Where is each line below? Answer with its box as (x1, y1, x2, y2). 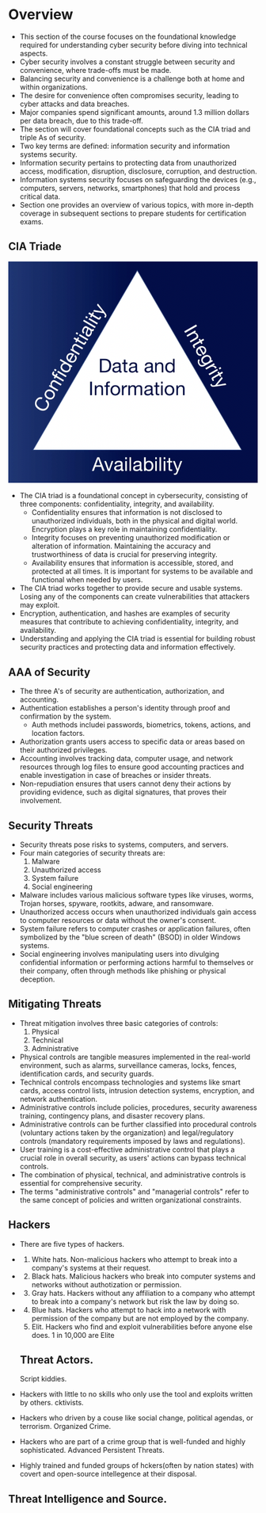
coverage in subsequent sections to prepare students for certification (19, 208, 247, 218)
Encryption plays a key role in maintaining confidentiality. (31, 524, 218, 534)
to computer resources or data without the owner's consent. (19, 915, 216, 924)
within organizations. (19, 82, 89, 92)
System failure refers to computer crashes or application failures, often (19, 924, 251, 933)
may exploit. (19, 600, 60, 610)
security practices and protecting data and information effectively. (19, 642, 236, 652)
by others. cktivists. (19, 1398, 85, 1408)
